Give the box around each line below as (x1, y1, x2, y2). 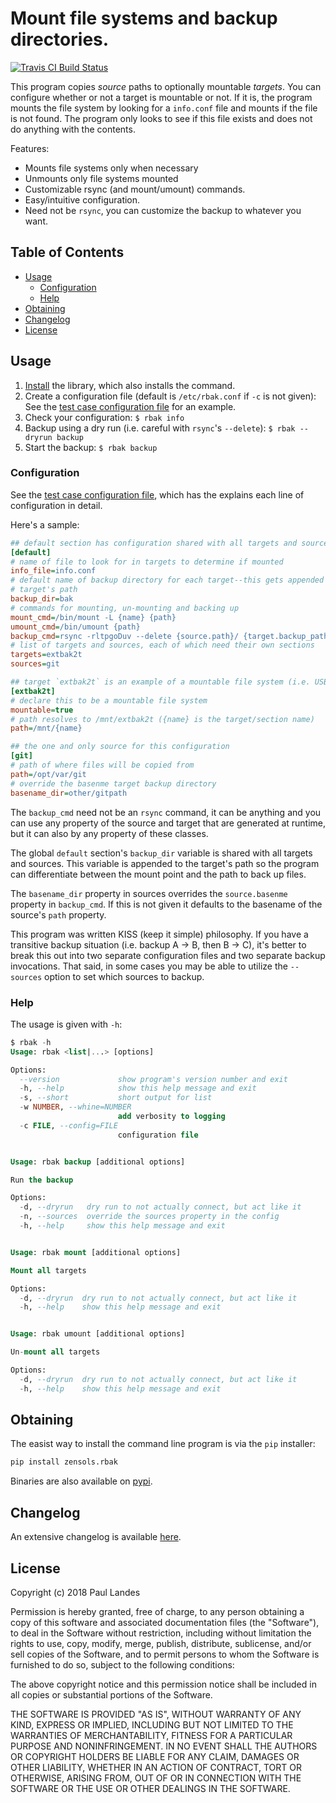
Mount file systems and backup (10, 7, 278, 30)
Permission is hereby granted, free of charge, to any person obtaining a (10, 1605, 305, 1617)
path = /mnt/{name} (10, 723, 83, 734)
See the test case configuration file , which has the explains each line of (10, 488, 305, 501)
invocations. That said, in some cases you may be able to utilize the (10, 960, 288, 972)
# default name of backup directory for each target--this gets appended (10, 575, 325, 586)
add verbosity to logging (117, 1112, 226, 1122)
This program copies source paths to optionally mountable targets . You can (10, 80, 322, 92)
